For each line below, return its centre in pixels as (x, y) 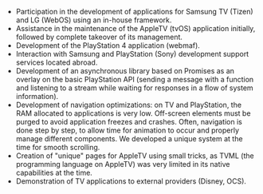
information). (37, 96)
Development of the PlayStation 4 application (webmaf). (108, 46)
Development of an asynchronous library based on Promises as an (125, 71)
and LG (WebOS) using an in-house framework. (94, 20)
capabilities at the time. (54, 172)
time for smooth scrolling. (58, 147)
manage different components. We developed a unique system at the (129, 139)
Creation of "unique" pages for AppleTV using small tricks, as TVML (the (135, 156)
